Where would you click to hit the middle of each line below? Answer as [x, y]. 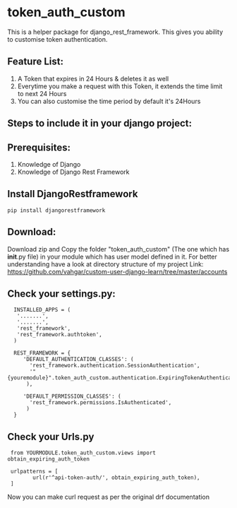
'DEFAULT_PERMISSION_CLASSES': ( [72, 396]
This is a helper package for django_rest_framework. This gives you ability [115, 32]
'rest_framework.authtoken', [59, 335]
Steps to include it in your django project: [100, 123]
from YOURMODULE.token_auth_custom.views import [83, 453]
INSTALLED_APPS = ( [42, 310]
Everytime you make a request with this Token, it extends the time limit [120, 86]
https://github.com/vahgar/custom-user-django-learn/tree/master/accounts [117, 271]
